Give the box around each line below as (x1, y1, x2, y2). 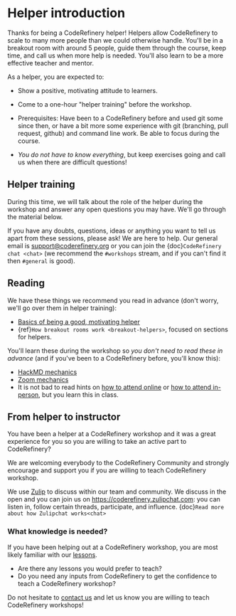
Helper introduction (7, 5, 126, 21)
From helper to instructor (7, 410, 121, 423)
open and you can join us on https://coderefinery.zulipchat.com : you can (7, 495, 220, 504)
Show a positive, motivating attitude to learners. (17, 86, 158, 95)
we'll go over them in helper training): (7, 304, 117, 312)
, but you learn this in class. (38, 390, 119, 399)
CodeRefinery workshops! (7, 600, 84, 609)
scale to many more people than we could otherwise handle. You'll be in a (7, 36, 224, 44)
